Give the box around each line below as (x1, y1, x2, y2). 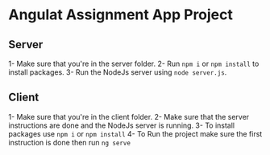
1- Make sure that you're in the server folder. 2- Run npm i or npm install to (8, 59, 260, 68)
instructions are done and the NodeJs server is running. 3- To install (8, 120, 235, 130)
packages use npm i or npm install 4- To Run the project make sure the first (8, 128, 263, 138)
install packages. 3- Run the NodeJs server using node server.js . (8, 67, 227, 77)
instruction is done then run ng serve (8, 137, 131, 147)
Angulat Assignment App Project (8, 6, 234, 24)
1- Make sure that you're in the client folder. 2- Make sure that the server (8, 112, 250, 121)
